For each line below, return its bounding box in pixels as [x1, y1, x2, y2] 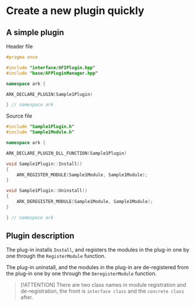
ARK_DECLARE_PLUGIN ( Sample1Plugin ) [6, 91, 93, 97]
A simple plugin [6, 27, 64, 37]
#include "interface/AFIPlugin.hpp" [6, 64, 95, 71]
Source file [6, 112, 32, 119]
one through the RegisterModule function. [6, 253, 106, 260]
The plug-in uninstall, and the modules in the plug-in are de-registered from [6, 264, 189, 271]
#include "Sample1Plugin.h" [6, 124, 75, 130]
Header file [6, 43, 33, 50]
